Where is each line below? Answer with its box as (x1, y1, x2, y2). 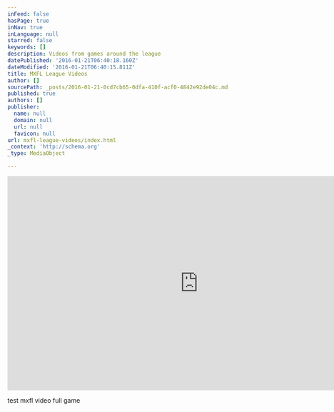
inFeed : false (7, 10, 50, 18)
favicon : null (14, 130, 56, 137)
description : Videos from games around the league (7, 51, 161, 58)
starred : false (7, 37, 53, 44)
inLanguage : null (7, 30, 59, 38)
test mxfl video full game (7, 396, 81, 404)
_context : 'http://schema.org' (7, 144, 101, 151)
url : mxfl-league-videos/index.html (7, 136, 116, 144)
